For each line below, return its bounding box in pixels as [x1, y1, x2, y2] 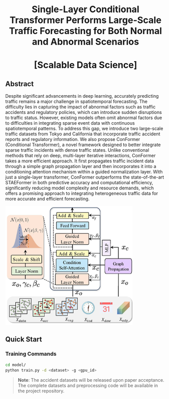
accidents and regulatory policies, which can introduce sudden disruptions [5, 109, 162, 116]
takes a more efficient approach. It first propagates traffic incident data [5, 158, 154, 164]
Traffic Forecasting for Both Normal [9, 25, 162, 37]
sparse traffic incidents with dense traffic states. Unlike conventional [5, 147, 149, 153]
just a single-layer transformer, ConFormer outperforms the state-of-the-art [5, 174, 164, 180]
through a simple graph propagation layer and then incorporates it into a [5, 163, 157, 169]
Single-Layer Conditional [32, 4, 139, 15]
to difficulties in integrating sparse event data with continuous [5, 120, 135, 126]
